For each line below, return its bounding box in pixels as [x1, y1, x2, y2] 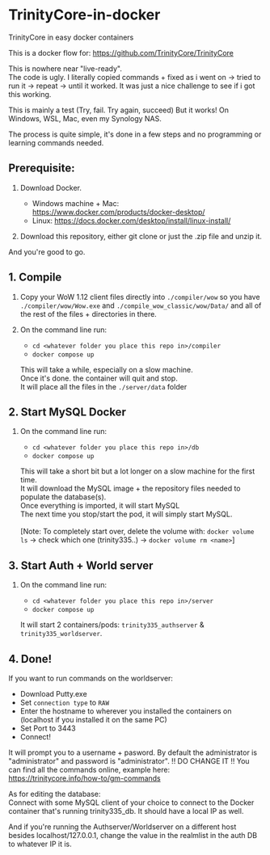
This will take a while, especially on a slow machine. [19, 364, 193, 374]
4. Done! [8, 652, 53, 666]
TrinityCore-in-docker [8, 6, 161, 24]
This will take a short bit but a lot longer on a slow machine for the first [19, 466, 255, 476]
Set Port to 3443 [19, 723, 76, 733]
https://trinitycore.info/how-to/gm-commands [8, 773, 162, 783]
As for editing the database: [8, 790, 101, 798]
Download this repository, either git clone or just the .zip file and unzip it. [19, 231, 263, 241]
